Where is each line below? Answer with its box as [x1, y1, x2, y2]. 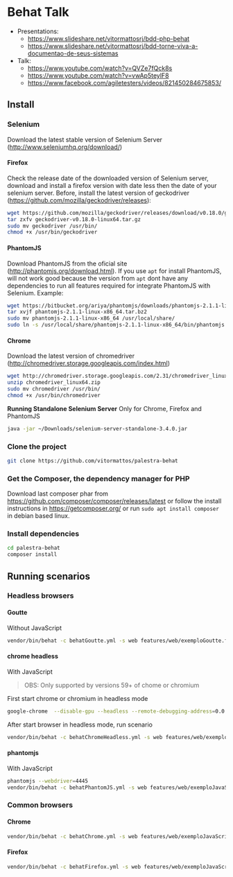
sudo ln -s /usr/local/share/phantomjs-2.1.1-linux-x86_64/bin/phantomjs [7, 322, 225, 329]
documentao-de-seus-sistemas [27, 49, 119, 58]
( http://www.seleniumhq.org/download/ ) [7, 143, 123, 151]
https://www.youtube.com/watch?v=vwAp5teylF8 [27, 71, 169, 80]
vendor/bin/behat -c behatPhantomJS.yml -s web [7, 784, 148, 791]
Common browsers [7, 800, 74, 810]
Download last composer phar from [7, 489, 109, 498]
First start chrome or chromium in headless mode [7, 694, 148, 702]
